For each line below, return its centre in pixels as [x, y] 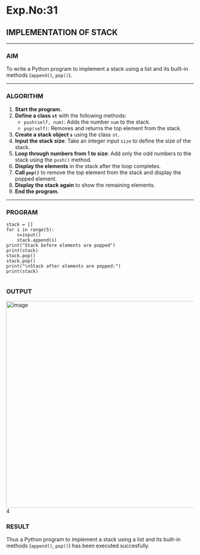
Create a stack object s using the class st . [67, 134]
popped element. [36, 178]
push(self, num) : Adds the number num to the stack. [87, 122]
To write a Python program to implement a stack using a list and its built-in [97, 69]
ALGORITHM [25, 96]
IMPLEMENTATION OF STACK [62, 32]
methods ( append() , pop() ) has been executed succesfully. [78, 546]
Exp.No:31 [32, 10]
